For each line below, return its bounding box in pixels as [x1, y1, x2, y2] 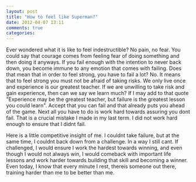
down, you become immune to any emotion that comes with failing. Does [6, 65, 182, 72]
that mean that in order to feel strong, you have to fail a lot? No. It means [6, 71, 181, 78]
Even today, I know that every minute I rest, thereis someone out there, [6, 163, 177, 170]
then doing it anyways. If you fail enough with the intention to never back [6, 59, 181, 66]
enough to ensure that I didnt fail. [6, 121, 86, 128]
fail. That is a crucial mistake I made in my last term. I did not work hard [6, 114, 178, 121]
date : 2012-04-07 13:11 [6, 19, 64, 25]
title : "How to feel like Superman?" [6, 14, 98, 20]
